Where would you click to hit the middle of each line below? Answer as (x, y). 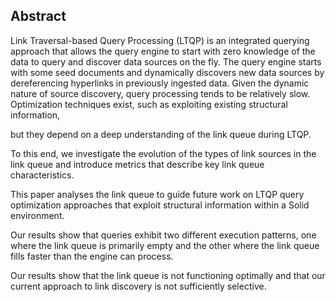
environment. (37, 215)
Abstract (38, 16)
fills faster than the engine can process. (92, 256)
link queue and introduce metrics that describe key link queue (137, 164)
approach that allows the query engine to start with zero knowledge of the (163, 51)
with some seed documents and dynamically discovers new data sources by (167, 72)
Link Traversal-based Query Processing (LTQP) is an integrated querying (160, 40)
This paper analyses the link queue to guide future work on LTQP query (157, 194)
